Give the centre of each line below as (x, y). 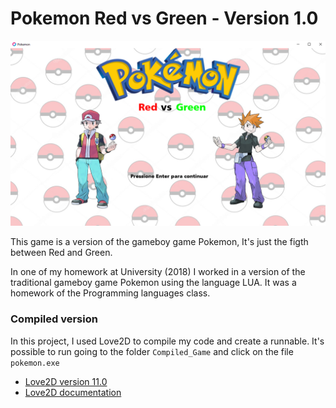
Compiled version (54, 319)
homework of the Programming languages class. (110, 293)
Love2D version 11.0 (66, 381)
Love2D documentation (73, 392)
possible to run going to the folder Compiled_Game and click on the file (152, 351)
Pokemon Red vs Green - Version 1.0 (164, 18)
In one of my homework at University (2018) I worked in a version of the (158, 272)
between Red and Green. (61, 253)
